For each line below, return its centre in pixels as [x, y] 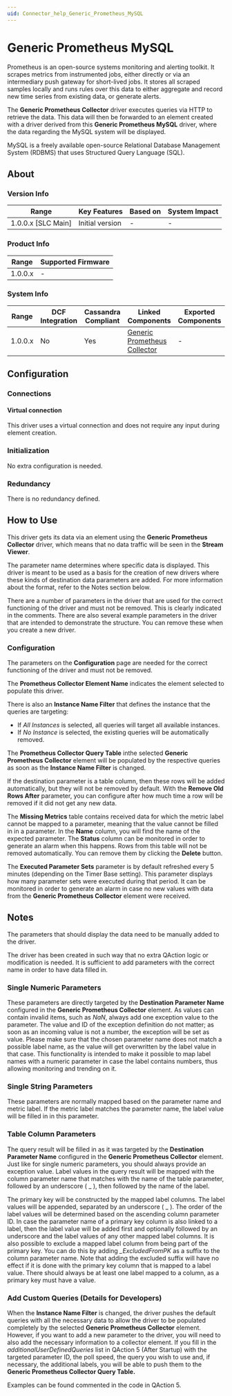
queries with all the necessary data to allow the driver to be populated [106, 1321]
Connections [29, 394]
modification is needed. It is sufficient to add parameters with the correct [111, 962]
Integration [59, 321]
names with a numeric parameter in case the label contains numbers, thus [113, 1062]
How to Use [32, 520]
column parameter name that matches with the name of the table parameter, [116, 1178]
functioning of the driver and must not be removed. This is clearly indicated [115, 608]
